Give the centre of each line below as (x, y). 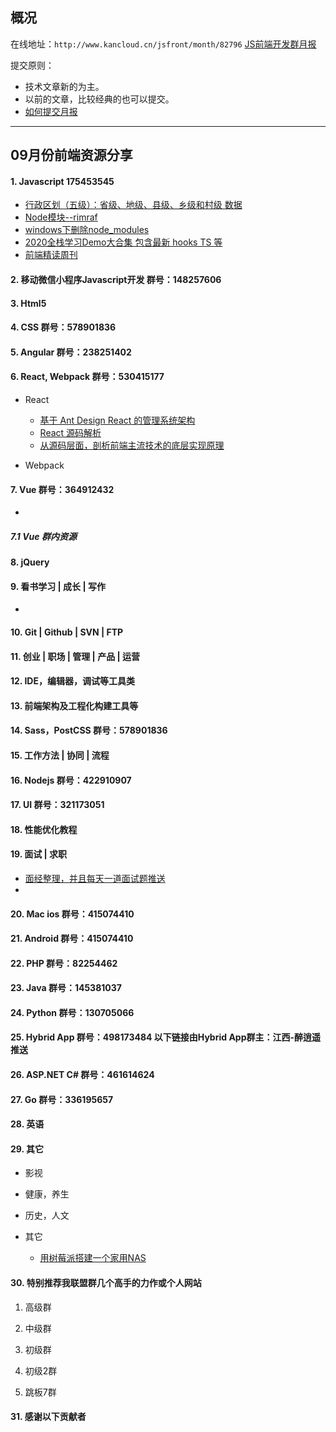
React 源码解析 (70, 432)
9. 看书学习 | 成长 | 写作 (58, 586)
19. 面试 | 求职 (39, 854)
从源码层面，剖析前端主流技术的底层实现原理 (132, 445)
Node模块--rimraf (61, 217)
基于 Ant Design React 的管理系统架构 (117, 420)
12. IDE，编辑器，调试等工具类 (72, 681)
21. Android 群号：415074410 (72, 939)
